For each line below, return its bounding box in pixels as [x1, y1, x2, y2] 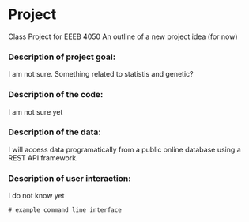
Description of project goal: [8, 51, 116, 62]
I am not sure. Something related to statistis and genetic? [8, 70, 194, 79]
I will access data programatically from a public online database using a [8, 145, 241, 154]
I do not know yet [8, 191, 65, 201]
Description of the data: [8, 126, 101, 137]
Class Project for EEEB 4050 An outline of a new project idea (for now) [8, 32, 239, 41]
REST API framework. [8, 152, 78, 163]
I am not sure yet [8, 107, 63, 116]
